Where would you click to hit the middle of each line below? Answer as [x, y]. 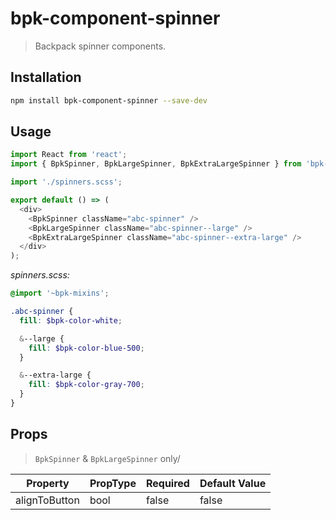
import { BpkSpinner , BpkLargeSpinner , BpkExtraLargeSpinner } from [156, 164]
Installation [46, 77]
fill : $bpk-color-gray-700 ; [86, 385]
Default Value [233, 483]
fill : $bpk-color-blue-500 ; [86, 348]
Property [48, 483]
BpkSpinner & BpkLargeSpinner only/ [107, 458]
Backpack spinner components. [100, 46]
